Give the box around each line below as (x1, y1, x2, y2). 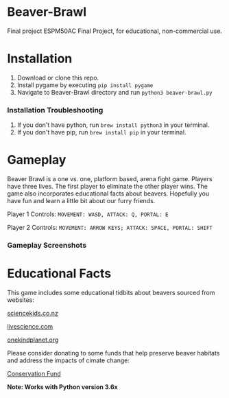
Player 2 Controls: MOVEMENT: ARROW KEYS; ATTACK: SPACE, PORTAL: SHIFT (7, 224, 213, 232)
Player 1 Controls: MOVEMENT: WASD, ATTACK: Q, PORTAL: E (7, 210, 169, 218)
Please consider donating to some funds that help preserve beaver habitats (7, 349, 220, 357)
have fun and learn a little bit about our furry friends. (7, 197, 156, 205)
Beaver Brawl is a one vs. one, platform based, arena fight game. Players (7, 175, 213, 183)
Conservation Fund (7, 369, 62, 377)
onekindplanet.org (7, 336, 59, 344)
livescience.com (7, 322, 53, 330)
